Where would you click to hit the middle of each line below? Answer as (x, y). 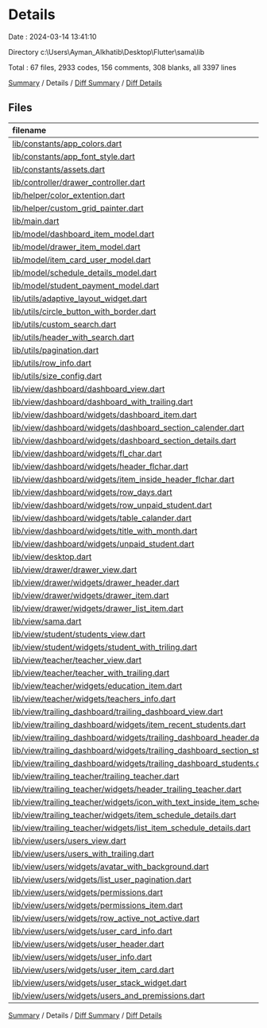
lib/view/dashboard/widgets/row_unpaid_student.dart (112, 504)
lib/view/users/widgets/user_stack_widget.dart (99, 983)
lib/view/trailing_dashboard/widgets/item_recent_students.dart (129, 725)
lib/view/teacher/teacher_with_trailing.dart (91, 673)
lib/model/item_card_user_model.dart (81, 260)
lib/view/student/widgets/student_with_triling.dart (105, 647)
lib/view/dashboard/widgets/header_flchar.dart (101, 466)
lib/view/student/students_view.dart (79, 634)
